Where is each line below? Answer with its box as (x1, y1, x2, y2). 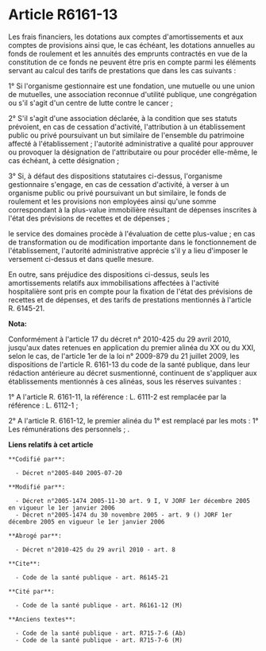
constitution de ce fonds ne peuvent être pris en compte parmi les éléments (8, 57, 256, 67)
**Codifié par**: (8, 455, 66, 463)
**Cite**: (8, 559, 41, 567)
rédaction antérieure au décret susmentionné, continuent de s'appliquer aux (8, 368, 257, 377)
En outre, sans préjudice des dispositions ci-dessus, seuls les (8, 269, 210, 279)
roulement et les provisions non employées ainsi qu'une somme (8, 197, 217, 206)
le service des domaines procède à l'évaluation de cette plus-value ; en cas (8, 228, 256, 238)
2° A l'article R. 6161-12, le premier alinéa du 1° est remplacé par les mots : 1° (8, 415, 259, 425)
